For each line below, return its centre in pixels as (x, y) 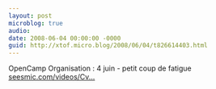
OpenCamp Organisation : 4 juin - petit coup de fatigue (100, 68)
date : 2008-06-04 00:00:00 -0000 (65, 38)
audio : (19, 30)
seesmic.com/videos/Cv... (52, 77)
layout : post (30, 16)
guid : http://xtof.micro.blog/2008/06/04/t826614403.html (108, 46)
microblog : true (36, 23)
